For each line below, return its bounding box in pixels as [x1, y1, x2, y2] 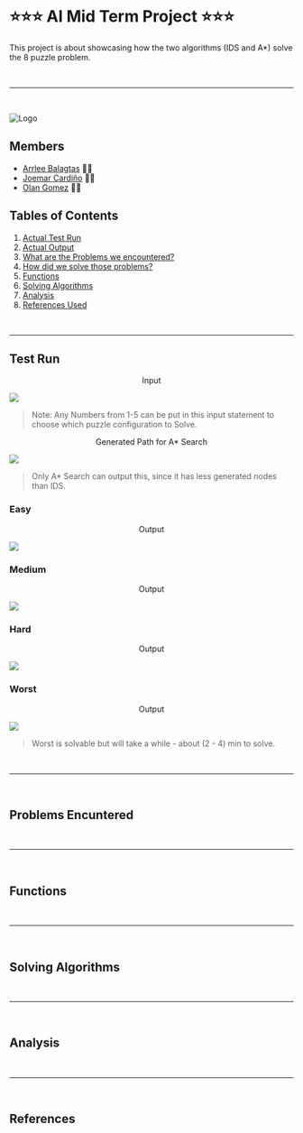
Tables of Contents [9, 208, 119, 224]
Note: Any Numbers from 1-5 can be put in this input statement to [31, 410, 275, 420]
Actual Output [22, 242, 75, 253]
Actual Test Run [22, 232, 82, 243]
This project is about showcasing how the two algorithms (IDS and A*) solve [9, 41, 293, 53]
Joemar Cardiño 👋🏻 [22, 172, 96, 183]
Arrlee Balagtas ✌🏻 [22, 162, 93, 173]
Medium [9, 563, 47, 576]
